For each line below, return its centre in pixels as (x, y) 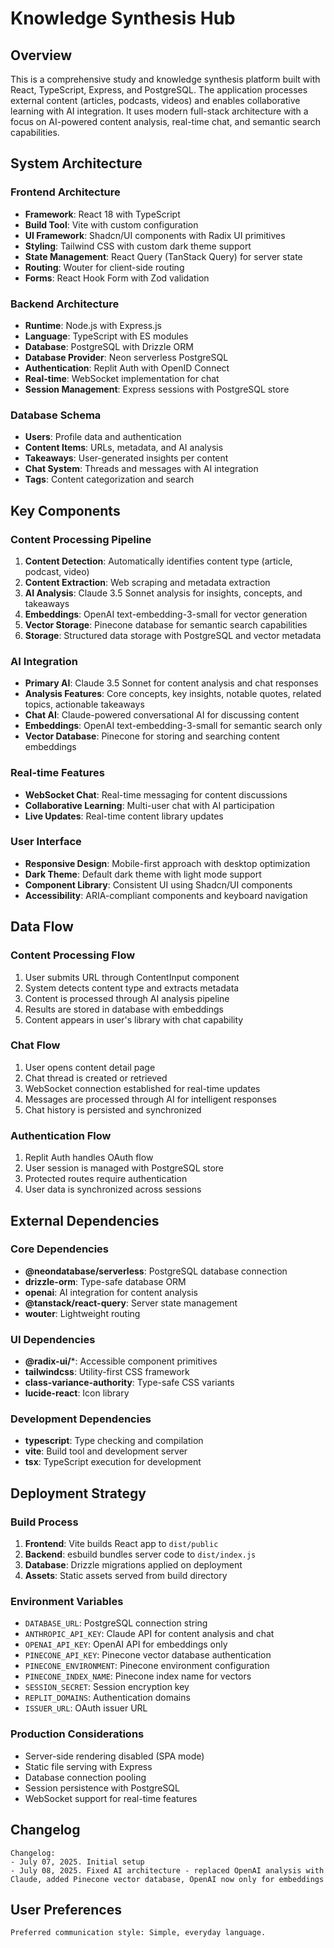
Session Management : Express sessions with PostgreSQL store (157, 389)
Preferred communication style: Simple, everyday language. (138, 1933)
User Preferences (66, 1909)
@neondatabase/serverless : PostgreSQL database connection (156, 1271)
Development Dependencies (81, 1419)
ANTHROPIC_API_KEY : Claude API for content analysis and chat (149, 1634)
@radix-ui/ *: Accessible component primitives (121, 1361)
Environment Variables (67, 1602)
